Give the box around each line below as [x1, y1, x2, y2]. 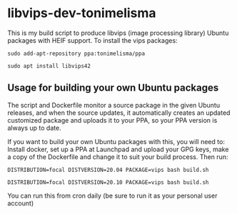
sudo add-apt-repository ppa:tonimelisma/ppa [7, 50, 145, 57]
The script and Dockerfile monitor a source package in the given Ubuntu [7, 101, 220, 109]
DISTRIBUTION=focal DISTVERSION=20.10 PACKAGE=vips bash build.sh [7, 178, 209, 186]
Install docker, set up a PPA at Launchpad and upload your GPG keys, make [7, 145, 229, 153]
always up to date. [7, 123, 62, 132]
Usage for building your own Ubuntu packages [7, 82, 219, 94]
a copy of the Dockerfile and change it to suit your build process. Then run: [7, 152, 228, 161]
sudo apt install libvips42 [7, 62, 91, 69]
